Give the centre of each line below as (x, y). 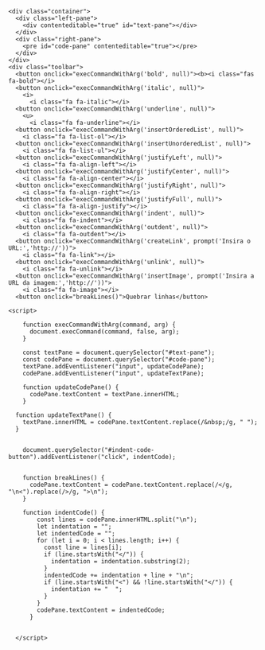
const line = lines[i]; (83, 547)
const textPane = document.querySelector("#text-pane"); (119, 352)
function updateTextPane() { (64, 415)
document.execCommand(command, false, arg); (104, 332)
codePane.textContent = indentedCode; (101, 610)
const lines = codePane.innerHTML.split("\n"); (117, 520)
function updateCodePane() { (71, 387)
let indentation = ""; (74, 527)
